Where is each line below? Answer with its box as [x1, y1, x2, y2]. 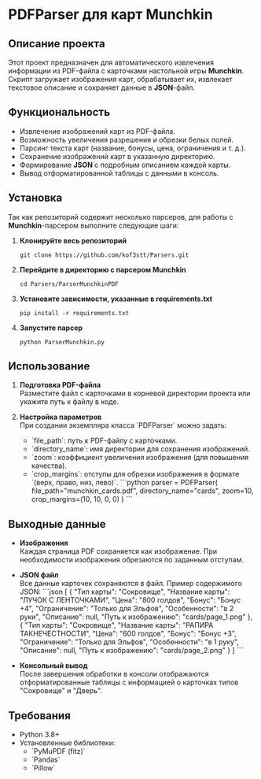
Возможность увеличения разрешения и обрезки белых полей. [19, 135, 234, 144]
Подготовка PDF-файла [19, 380, 101, 390]
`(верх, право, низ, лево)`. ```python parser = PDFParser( [31, 478, 219, 488]
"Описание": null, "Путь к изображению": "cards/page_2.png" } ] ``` [19, 646, 244, 655]
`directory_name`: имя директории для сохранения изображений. [31, 444, 250, 454]
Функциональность [8, 106, 111, 119]
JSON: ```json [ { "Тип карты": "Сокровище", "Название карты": [19, 587, 230, 596]
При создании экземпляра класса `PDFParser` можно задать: [19, 421, 227, 430]
